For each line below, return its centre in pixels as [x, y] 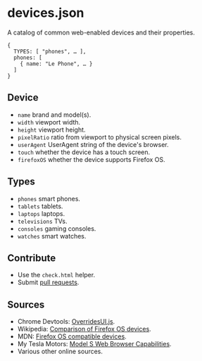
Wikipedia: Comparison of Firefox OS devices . [84, 329]
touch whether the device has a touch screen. [84, 152]
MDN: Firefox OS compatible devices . [72, 336]
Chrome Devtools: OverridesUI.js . [66, 322]
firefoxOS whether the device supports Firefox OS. [91, 159]
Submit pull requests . [48, 282]
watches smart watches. [52, 236]
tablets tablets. [40, 206]
